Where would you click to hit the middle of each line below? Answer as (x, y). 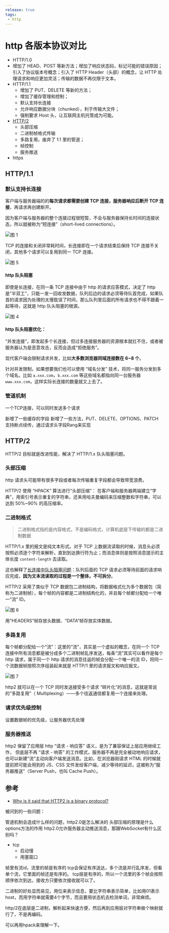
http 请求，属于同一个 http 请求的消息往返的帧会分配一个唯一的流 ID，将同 (82, 660)
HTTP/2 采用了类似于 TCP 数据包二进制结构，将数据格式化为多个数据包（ (81, 587)
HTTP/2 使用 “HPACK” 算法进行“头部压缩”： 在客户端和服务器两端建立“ (79, 490)
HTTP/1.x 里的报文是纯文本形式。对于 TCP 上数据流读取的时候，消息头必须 (82, 546)
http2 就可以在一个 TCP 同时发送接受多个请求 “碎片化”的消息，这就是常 (79, 687)
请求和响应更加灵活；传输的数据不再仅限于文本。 (68, 79)
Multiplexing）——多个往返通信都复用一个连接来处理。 (94, 693)
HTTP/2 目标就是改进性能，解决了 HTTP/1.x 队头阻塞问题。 (66, 454)
